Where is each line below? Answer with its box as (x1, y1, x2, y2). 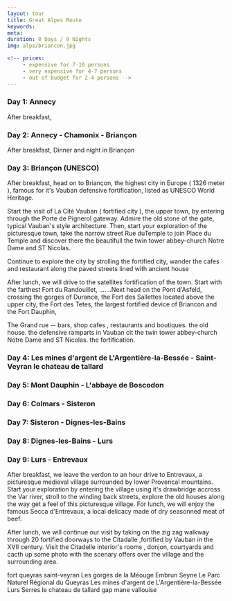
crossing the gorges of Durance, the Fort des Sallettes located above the (7, 293, 215, 302)
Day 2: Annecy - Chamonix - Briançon (7, 130, 137, 139)
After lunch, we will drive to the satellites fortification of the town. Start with (7, 278, 222, 286)
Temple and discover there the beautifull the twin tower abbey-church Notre (7, 236, 224, 245)
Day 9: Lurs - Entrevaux (7, 455, 89, 464)
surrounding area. (7, 557, 58, 566)
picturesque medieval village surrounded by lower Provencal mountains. (7, 478, 213, 486)
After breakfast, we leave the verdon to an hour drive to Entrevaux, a (7, 471, 203, 479)
